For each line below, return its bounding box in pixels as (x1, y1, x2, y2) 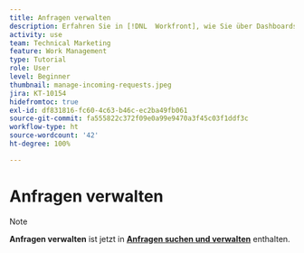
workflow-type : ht (9, 123, 79, 132)
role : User (9, 64, 51, 73)
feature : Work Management (9, 47, 107, 56)
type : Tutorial (9, 55, 67, 64)
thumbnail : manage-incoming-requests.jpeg (9, 80, 172, 89)
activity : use (9, 30, 63, 39)
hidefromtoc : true (9, 97, 79, 107)
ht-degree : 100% (9, 139, 71, 148)
